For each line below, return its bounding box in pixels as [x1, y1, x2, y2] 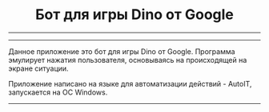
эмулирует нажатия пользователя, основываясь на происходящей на [8, 55, 247, 64]
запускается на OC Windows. [8, 87, 108, 97]
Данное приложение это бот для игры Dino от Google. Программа [8, 46, 235, 56]
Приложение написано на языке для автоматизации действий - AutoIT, [8, 79, 252, 88]
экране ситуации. [8, 64, 70, 73]
